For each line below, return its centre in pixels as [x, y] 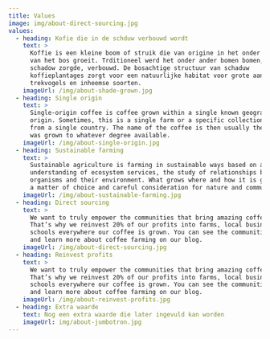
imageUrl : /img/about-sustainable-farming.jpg [102, 195]
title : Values [32, 16]
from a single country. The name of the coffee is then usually [139, 128]
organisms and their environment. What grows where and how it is [143, 180]
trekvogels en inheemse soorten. [86, 83]
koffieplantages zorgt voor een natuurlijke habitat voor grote [139, 76]
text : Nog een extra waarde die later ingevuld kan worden [124, 314]
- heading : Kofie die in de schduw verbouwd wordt [102, 38]
